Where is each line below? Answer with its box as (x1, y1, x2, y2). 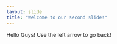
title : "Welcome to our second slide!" (6, 14, 108, 20)
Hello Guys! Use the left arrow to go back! (6, 31, 112, 38)
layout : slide (6, 8, 43, 15)
